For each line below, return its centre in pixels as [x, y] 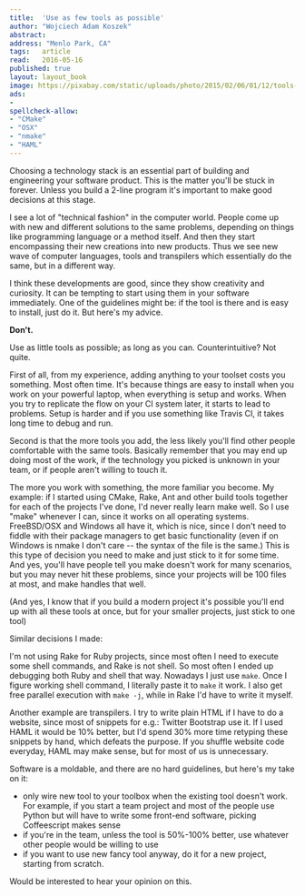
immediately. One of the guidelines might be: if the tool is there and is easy [149, 302]
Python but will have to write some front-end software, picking [139, 815]
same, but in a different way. [63, 266]
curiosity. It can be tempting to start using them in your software [129, 293]
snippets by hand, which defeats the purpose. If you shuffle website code [147, 741]
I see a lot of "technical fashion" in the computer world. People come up [144, 217]
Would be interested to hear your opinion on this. [101, 881]
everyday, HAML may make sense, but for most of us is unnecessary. [139, 750]
